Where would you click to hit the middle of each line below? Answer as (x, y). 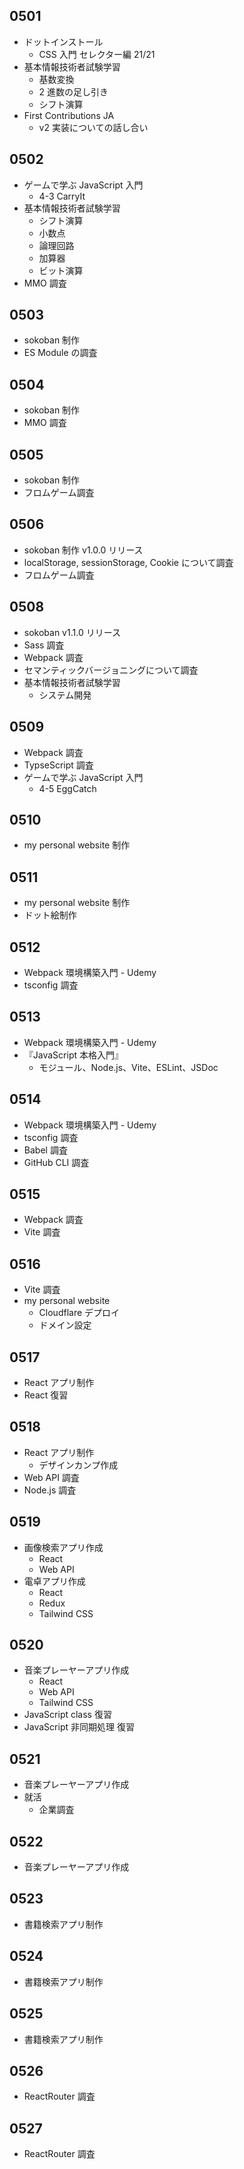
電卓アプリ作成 (54, 1581)
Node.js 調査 (50, 1490)
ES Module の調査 (60, 353)
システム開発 (65, 695)
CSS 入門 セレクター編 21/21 (97, 54)
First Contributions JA (69, 115)
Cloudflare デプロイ (79, 1313)
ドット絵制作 (50, 915)
